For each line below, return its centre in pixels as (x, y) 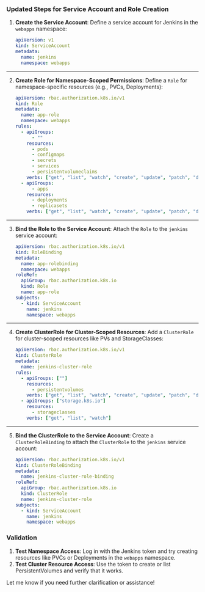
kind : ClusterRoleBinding (48, 465)
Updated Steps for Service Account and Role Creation (88, 9)
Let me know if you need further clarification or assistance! (81, 582)
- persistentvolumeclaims (64, 172)
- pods (40, 149)
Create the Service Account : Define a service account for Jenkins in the (106, 23)
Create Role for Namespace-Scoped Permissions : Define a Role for (101, 80)
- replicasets (49, 206)
